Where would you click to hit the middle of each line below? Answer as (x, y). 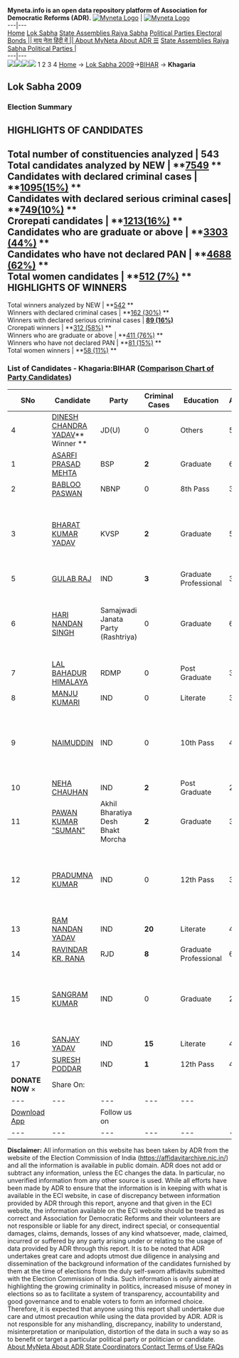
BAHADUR (69, 673)
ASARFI (64, 455)
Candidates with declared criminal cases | (102, 177)
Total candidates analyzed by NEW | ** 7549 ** (115, 165)
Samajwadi (119, 610)
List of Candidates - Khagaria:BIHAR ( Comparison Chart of (111, 368)
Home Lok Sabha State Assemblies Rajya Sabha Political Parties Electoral (115, 33)
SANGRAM (70, 994)
